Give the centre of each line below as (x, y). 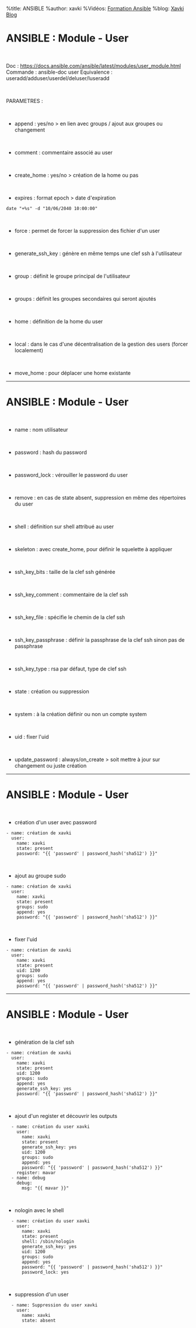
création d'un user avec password (55, 822)
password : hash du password (51, 452)
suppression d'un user (41, 1294)
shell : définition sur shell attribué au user (64, 527)
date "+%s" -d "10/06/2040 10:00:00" (52, 208)
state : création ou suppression (52, 691)
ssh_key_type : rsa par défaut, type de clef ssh (70, 669)
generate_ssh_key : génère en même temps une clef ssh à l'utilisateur (98, 253)
